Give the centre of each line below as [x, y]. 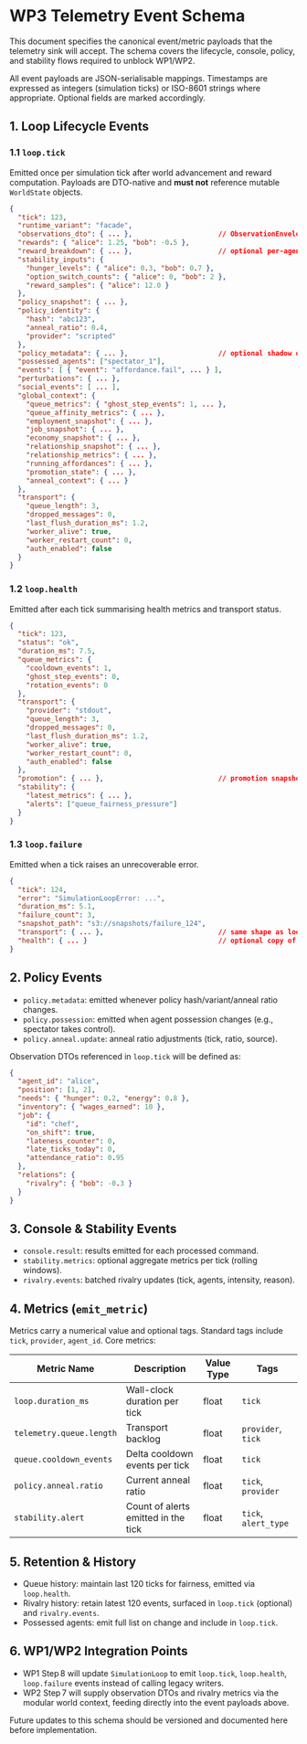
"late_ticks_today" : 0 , [71, 1149]
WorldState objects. [46, 192]
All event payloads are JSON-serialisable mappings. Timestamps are [138, 78]
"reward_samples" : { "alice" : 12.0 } [98, 285]
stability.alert [49, 1518]
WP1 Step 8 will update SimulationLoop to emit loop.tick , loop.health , [155, 1673]
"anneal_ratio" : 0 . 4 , [67, 327]
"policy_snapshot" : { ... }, [73, 303]
